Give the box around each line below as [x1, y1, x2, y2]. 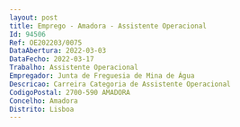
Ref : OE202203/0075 [9, 38, 83, 47]
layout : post [9, 13, 58, 22]
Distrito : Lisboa [9, 105, 75, 114]
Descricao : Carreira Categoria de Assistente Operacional [9, 80, 231, 89]
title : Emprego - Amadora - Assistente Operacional [9, 21, 207, 30]
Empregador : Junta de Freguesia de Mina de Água [9, 72, 195, 80]
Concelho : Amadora [9, 96, 78, 106]
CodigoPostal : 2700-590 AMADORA [9, 88, 130, 97]
